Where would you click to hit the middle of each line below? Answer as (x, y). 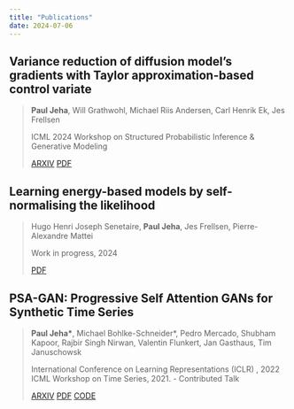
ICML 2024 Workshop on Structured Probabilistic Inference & (143, 137)
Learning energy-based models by (106, 191)
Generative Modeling (69, 146)
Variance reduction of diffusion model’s (121, 62)
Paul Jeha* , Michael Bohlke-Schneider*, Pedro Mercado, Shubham (153, 333)
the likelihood (117, 205)
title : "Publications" (51, 17)
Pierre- (245, 227)
